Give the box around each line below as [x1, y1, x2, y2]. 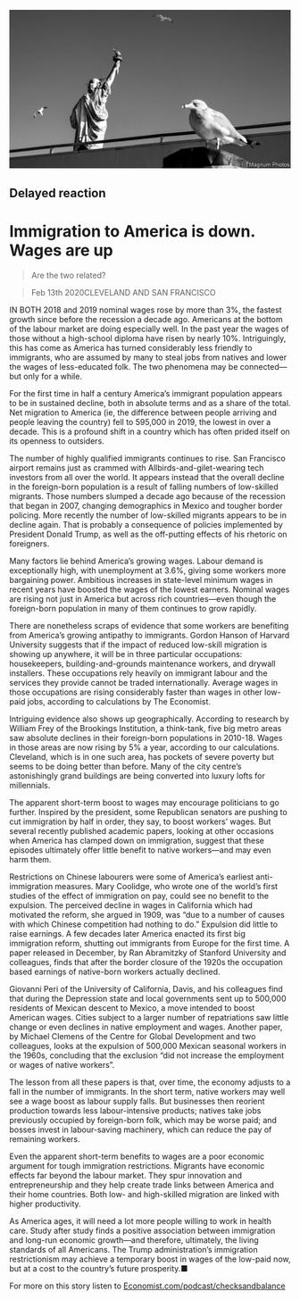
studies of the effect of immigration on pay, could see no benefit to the [9, 890, 270, 901]
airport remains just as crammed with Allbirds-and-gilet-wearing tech [9, 462, 264, 473]
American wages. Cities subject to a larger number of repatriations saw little [9, 1012, 289, 1022]
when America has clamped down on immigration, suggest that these [9, 835, 265, 846]
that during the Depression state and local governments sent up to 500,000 [9, 993, 287, 1004]
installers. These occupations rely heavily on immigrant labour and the [9, 667, 268, 679]
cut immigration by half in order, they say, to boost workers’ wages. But [9, 816, 271, 827]
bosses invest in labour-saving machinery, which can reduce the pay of [9, 1124, 272, 1135]
